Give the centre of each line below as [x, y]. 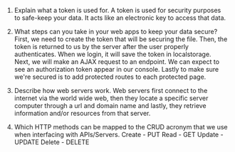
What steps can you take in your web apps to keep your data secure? [116, 32]
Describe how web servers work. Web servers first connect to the [111, 91]
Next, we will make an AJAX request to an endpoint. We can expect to [116, 62]
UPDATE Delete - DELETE [52, 142]
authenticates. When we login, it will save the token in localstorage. [113, 54]
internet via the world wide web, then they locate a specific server [111, 98]
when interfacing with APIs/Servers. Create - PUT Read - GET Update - [119, 135]
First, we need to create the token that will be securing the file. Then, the [121, 39]
